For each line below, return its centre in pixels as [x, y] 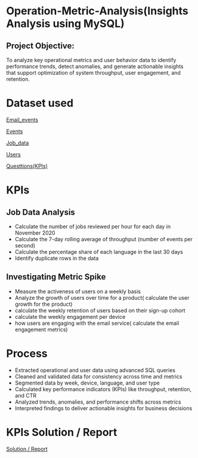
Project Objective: [40, 46]
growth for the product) [44, 304]
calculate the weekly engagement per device [70, 316]
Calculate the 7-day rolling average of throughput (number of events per [103, 239]
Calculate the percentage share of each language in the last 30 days [99, 251]
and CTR [26, 395]
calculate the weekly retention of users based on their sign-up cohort [100, 310]
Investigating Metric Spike [56, 277]
